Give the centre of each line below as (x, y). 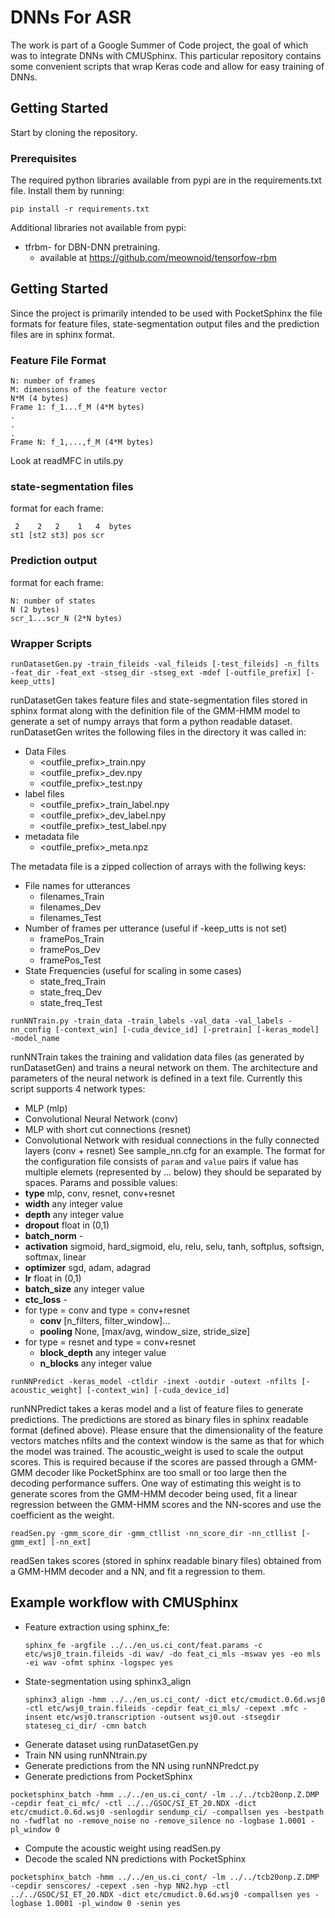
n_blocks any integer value (96, 1363)
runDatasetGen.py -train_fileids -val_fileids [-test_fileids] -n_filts (165, 664)
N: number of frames (53, 381)
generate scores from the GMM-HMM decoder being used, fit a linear (154, 1494)
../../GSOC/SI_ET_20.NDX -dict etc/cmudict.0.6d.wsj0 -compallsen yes (160, 1894)
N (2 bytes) (35, 609)
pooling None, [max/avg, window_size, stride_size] (145, 1332)
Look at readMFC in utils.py (67, 461)
